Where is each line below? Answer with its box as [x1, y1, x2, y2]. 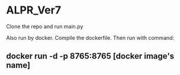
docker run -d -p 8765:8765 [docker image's [6, 51, 175, 62]
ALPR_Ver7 [6, 4, 61, 17]
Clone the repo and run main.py [6, 23, 83, 30]
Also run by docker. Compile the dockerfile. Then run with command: [6, 34, 175, 41]
